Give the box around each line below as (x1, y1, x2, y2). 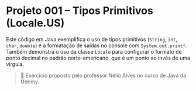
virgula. (6, 60, 25, 68)
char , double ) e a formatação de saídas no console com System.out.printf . (6, 42, 187, 49)
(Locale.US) (6, 16, 65, 30)
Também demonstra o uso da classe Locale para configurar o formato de (6, 48, 183, 55)
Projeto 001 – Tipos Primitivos (6, 4, 153, 17)
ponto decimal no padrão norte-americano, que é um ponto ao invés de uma (6, 54, 191, 61)
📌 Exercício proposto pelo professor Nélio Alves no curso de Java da (20, 72, 187, 79)
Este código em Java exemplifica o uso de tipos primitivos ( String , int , (6, 36, 177, 43)
